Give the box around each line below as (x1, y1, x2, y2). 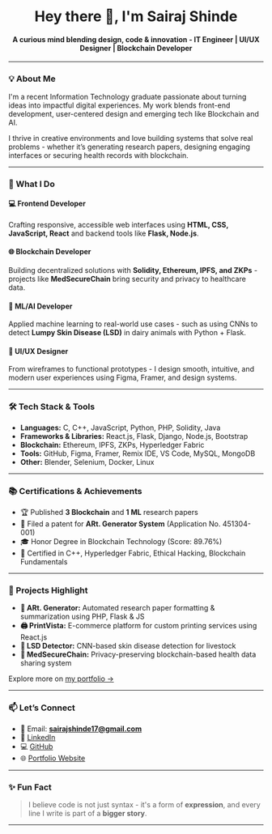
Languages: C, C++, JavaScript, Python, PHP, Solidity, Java (19, 423, 221, 432)
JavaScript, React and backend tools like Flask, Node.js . (8, 228, 200, 238)
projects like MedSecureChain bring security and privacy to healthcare (8, 274, 247, 284)
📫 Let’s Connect (8, 702, 75, 713)
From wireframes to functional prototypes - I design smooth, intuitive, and (8, 364, 255, 374)
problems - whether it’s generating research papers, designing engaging (8, 142, 251, 151)
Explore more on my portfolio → (8, 674, 115, 683)
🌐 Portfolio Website (19, 753, 86, 763)
